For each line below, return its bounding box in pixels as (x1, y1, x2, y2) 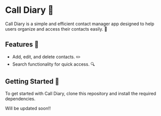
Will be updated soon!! (5, 105, 51, 111)
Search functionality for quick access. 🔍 (12, 61, 95, 67)
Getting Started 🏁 (5, 77, 60, 86)
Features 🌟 (5, 40, 39, 49)
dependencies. (5, 96, 36, 102)
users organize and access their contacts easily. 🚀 (5, 26, 108, 32)
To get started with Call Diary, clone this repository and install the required (5, 90, 157, 96)
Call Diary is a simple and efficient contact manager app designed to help (5, 21, 155, 27)
